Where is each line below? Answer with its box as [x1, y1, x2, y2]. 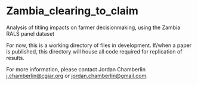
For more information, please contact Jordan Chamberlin [6, 65, 146, 73]
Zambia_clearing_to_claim [6, 4, 139, 18]
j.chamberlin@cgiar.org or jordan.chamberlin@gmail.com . [6, 72, 148, 79]
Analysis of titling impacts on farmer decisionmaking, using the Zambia [6, 24, 181, 31]
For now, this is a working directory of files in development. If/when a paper [6, 42, 192, 49]
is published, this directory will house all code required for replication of [6, 48, 183, 55]
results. [6, 54, 25, 61]
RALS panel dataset [6, 30, 55, 37]
